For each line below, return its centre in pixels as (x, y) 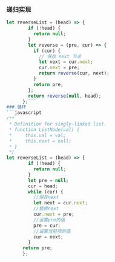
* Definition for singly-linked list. (58, 124)
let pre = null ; (48, 180)
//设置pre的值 (49, 220)
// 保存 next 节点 (60, 56)
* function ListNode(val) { (44, 129)
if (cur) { (47, 51)
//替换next (46, 209)
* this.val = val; (38, 135)
